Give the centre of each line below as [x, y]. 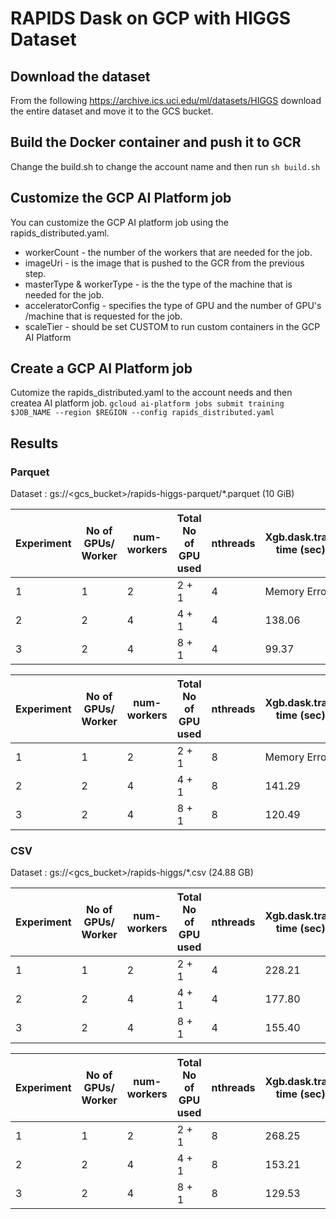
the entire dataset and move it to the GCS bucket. [112, 111]
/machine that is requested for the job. [103, 316]
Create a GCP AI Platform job [101, 368]
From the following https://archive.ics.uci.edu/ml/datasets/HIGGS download [166, 100]
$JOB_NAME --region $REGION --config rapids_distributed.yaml [142, 413]
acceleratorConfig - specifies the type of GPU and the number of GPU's [173, 305]
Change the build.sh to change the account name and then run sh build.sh [165, 166]
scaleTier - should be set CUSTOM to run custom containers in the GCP [172, 326]
